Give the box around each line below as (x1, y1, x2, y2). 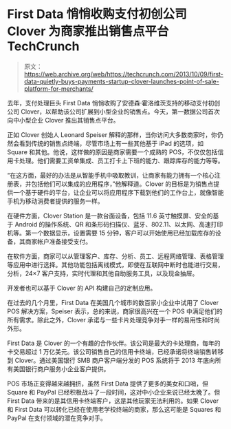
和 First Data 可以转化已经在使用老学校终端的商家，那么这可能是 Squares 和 (7, 405, 221, 413)
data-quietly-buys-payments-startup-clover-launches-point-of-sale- (23, 77, 220, 85)
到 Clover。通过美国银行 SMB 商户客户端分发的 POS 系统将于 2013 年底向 (7, 356, 215, 364)
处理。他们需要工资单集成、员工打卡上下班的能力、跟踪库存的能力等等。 (19, 156, 224, 165)
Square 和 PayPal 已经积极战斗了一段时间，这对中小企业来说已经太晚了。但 (7, 388, 221, 396)
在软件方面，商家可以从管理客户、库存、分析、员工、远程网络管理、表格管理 (7, 252, 224, 260)
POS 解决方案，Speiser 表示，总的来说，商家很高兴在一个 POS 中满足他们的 (7, 307, 223, 315)
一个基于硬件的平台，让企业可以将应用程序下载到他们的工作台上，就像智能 (12, 188, 224, 196)
